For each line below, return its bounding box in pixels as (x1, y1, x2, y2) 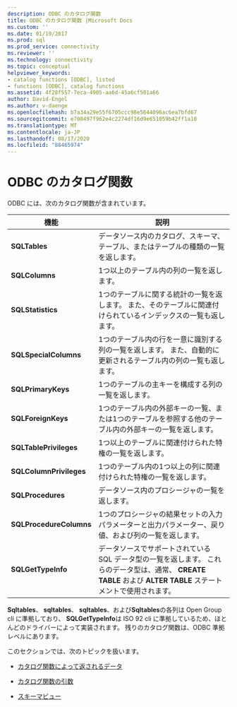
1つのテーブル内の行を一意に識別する (98, 335, 223, 345)
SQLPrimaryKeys (11, 384, 70, 394)
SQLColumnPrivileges (11, 467, 86, 477)
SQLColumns (11, 271, 56, 280)
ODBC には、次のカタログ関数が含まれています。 (7, 199, 150, 208)
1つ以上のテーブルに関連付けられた (98, 438, 216, 448)
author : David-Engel (7, 96, 68, 103)
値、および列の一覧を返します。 (98, 530, 204, 540)
